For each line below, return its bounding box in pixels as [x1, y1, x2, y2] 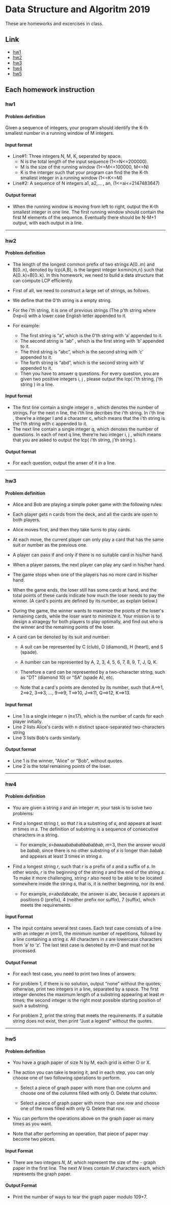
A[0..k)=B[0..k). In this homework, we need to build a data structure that [12, 272, 164, 278]
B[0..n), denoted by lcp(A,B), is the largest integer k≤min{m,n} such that [12, 267, 164, 273]
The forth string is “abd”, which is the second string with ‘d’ [20, 359, 145, 366]
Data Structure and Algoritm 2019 [5, 4, 151, 15]
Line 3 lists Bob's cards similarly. [12, 735, 81, 741]
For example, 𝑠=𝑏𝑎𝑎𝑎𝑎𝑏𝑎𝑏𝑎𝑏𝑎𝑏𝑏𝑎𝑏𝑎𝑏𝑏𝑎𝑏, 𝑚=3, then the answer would [20, 841, 165, 847]
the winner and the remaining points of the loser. [12, 624, 115, 630]
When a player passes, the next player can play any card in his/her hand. [12, 562, 165, 568]
